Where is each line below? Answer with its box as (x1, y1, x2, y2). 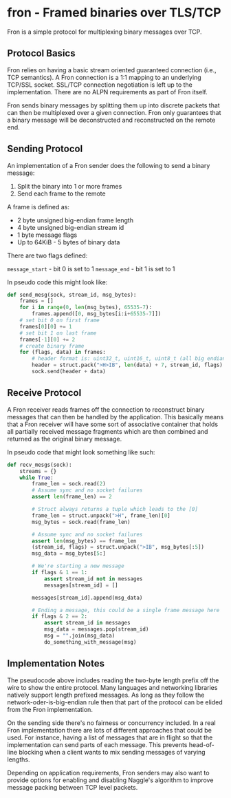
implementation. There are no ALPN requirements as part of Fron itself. (7, 87, 208, 96)
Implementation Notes (7, 658, 105, 669)
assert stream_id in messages (43, 620, 131, 627)
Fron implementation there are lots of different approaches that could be (7, 726, 212, 734)
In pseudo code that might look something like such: (7, 448, 155, 456)
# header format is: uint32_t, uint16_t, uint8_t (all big (32, 355, 205, 362)
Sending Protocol (7, 143, 83, 155)
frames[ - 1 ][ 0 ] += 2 (19, 336, 76, 343)
